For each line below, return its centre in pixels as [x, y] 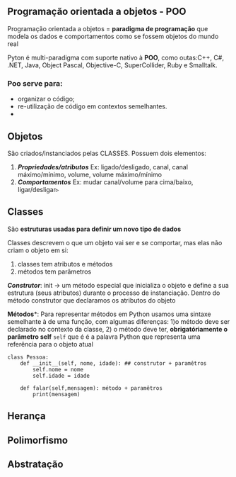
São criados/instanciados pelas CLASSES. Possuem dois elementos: [107, 153]
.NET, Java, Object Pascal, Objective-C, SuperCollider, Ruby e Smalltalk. [112, 65]
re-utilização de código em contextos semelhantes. [92, 106]
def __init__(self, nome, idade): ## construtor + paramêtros [113, 363]
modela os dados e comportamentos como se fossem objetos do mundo [113, 36]
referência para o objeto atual [51, 344]
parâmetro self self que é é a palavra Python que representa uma [104, 337]
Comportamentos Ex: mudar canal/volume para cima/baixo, [105, 182]
